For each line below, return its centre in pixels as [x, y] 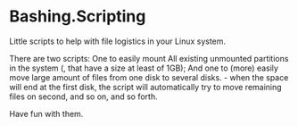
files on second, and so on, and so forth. [83, 97]
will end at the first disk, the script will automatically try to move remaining [146, 87]
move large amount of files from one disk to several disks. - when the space [149, 77]
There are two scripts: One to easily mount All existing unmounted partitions [149, 58]
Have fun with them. [46, 113]
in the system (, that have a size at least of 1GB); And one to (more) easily [144, 68]
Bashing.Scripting [78, 17]
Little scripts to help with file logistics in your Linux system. [117, 41]
